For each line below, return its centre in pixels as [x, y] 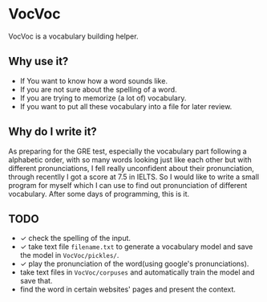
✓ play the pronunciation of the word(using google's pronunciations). [134, 264]
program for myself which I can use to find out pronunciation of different [128, 185]
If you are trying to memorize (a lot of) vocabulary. [103, 98]
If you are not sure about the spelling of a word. [99, 89]
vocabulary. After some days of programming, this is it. [99, 194]
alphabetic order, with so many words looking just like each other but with [130, 159]
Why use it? [38, 61]
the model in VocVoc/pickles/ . [69, 255]
